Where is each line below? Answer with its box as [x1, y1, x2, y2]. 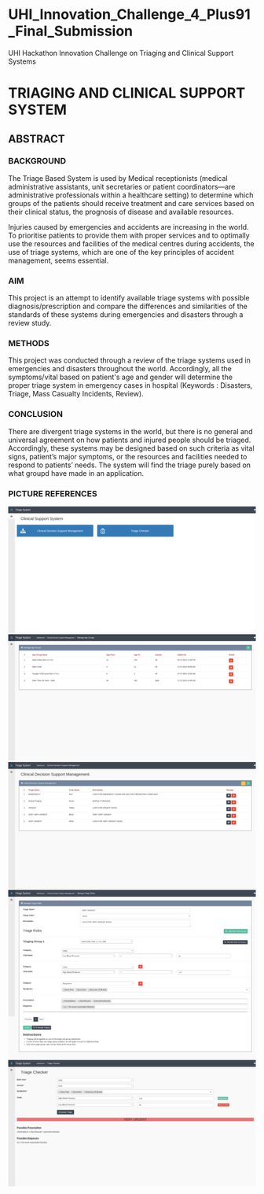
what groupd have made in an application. [8, 468, 145, 477]
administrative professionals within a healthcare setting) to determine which [8, 190, 254, 200]
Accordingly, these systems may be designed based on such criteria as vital [8, 443, 255, 453]
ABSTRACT [8, 132, 65, 146]
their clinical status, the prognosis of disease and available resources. [8, 207, 234, 216]
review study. [8, 319, 52, 328]
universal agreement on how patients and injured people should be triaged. [8, 435, 251, 444]
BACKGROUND [8, 156, 67, 167]
